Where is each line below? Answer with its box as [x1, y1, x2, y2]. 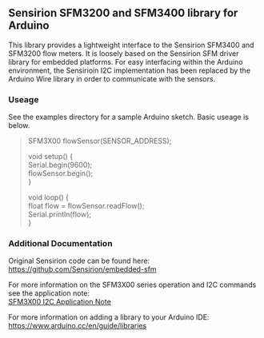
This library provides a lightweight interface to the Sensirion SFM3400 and [8, 40, 254, 50]
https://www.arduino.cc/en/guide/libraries [8, 321, 147, 331]
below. [8, 121, 30, 130]
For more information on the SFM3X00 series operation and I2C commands [8, 280, 257, 290]
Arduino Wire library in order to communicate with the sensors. [8, 74, 216, 83]
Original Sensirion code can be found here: [8, 256, 150, 266]
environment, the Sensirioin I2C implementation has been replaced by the [8, 66, 250, 75]
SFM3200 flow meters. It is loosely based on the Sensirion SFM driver [8, 48, 239, 58]
